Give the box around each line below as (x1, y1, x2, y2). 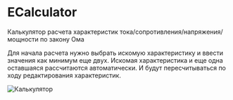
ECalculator (7, 4, 77, 20)
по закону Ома (39, 35, 84, 43)
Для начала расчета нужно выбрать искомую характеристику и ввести (7, 49, 224, 57)
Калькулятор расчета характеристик (7, 27, 118, 36)
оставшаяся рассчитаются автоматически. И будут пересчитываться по (7, 63, 227, 72)
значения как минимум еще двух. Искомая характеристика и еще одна (7, 56, 223, 64)
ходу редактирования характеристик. (7, 71, 122, 80)
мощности (7, 35, 39, 43)
